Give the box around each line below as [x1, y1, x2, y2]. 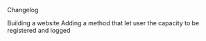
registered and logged [7, 27, 71, 34]
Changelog [7, 6, 39, 14]
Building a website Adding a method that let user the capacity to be [7, 19, 200, 27]
